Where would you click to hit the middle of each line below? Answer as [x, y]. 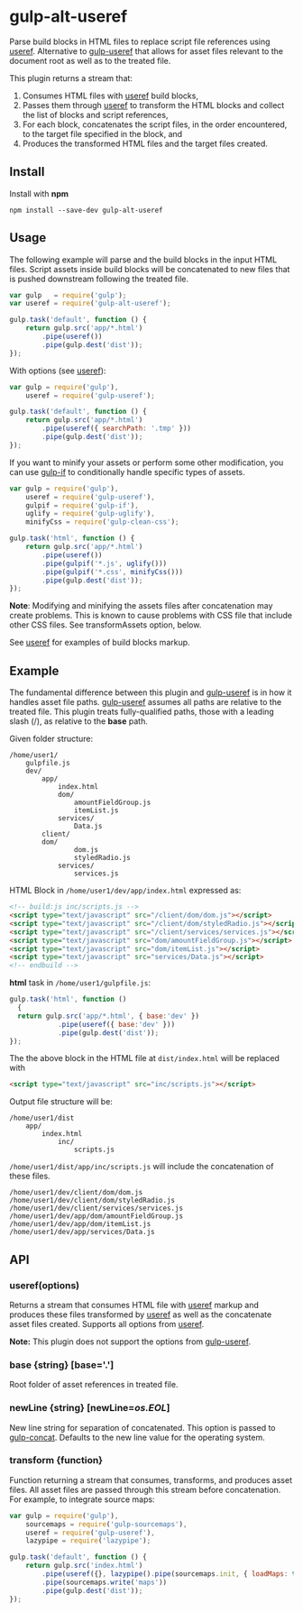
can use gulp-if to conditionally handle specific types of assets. [127, 472]
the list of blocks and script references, [95, 114]
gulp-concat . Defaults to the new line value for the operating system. [138, 1437]
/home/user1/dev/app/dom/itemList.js [80, 1224]
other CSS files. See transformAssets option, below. [106, 625]
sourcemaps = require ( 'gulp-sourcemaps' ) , [106, 1524]
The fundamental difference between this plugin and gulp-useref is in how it [151, 692]
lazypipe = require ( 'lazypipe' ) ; [88, 1541]
